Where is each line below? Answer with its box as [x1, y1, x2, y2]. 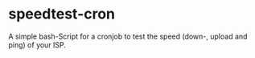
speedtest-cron [8, 5, 115, 23]
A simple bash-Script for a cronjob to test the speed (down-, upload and [8, 31, 248, 41]
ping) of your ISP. [8, 39, 67, 49]
